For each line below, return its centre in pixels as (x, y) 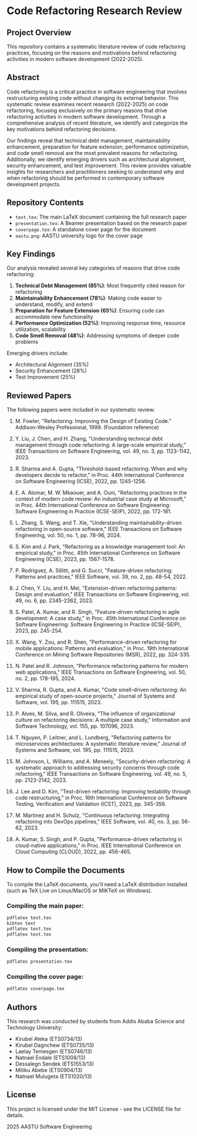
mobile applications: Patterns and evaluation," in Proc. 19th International (102, 648)
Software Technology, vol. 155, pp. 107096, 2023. (75, 726)
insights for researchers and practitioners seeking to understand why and (95, 172)
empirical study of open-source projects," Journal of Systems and (95, 696)
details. (16, 1115)
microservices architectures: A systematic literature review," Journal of (101, 744)
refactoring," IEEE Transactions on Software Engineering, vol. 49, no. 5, (101, 774)
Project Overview (39, 33)
